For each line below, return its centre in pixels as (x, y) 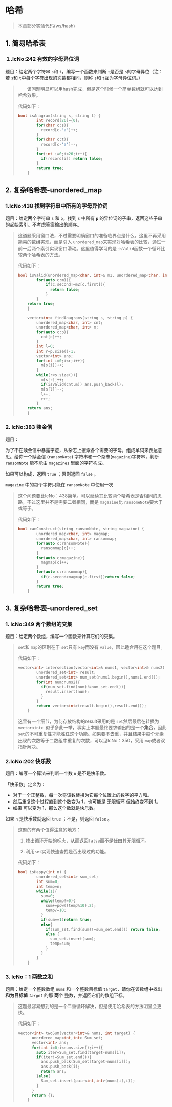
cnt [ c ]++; (51, 337)
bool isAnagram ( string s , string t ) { (59, 116)
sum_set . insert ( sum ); (73, 939)
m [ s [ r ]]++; (52, 380)
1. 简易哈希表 (26, 43)
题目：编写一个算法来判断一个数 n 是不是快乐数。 (57, 773)
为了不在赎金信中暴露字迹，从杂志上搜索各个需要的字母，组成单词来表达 (81, 450)
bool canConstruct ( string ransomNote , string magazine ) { (81, 529)
